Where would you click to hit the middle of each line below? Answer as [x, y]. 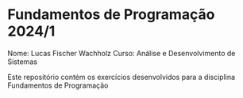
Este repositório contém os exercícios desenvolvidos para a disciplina [121, 77]
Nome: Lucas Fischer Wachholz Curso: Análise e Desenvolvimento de [121, 53]
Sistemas [22, 62]
